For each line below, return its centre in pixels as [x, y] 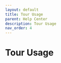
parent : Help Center [27, 19]
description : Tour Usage [31, 24]
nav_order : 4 [19, 28]
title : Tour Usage [24, 14]
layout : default [22, 10]
